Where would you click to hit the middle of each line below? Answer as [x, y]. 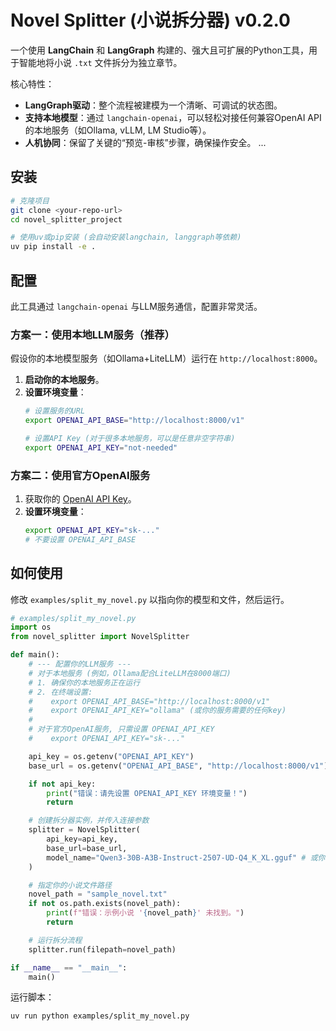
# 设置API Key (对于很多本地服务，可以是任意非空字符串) [130, 438]
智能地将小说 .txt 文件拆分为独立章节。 [100, 62]
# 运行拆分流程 [55, 940]
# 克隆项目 [30, 201]
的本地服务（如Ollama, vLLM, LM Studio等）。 [118, 130]
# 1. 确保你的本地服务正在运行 [84, 682]
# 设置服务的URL [55, 411]
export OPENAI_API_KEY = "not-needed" [101, 447]
